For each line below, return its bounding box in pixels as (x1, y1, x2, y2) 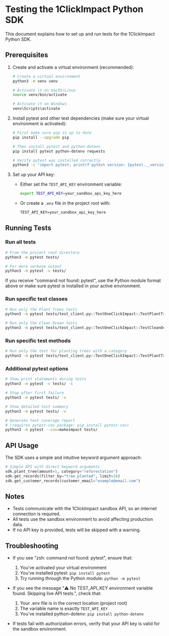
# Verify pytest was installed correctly (12, 157, 101, 163)
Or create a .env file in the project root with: (20, 200, 111, 206)
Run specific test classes (5, 295, 68, 302)
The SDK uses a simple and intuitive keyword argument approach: (5, 454, 142, 461)
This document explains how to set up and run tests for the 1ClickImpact (5, 31, 155, 37)
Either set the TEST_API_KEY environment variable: (20, 181, 122, 187)
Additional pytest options (5, 365, 69, 372)
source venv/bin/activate (12, 92, 67, 98)
